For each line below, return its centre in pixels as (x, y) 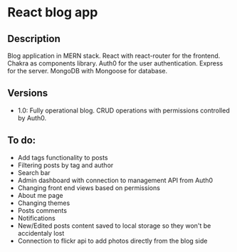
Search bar (34, 172)
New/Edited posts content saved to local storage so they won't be (114, 226)
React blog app (53, 12)
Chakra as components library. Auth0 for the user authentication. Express (115, 63)
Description (34, 39)
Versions (28, 93)
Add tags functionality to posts (63, 157)
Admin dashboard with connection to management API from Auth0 (115, 180)
